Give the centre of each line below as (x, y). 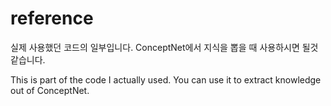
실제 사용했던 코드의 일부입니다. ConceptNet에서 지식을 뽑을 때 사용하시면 (155, 47)
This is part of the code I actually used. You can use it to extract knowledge (166, 79)
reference (52, 18)
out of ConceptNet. (50, 90)
